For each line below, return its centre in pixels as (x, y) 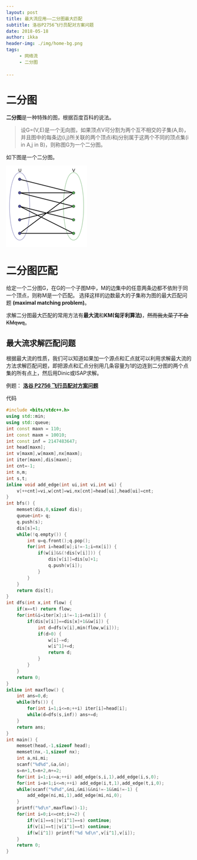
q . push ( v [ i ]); (65, 566)
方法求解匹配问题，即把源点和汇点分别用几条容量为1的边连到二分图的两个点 (97, 366)
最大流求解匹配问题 (41, 343)
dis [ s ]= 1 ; (29, 528)
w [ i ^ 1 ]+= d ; (61, 646)
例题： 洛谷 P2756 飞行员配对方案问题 (52, 385)
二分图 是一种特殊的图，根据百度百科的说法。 (60, 117)
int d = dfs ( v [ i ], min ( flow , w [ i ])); (79, 628)
